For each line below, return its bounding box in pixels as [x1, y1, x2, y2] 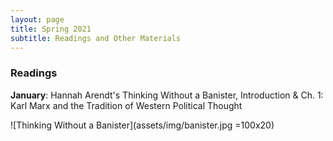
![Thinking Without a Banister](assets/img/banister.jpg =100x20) [10, 119, 275, 131]
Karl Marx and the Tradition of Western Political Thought [10, 99, 243, 111]
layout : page [10, 14, 65, 25]
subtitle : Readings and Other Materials [10, 33, 182, 43]
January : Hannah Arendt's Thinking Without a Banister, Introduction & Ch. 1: [10, 89, 324, 101]
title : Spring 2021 [10, 24, 92, 34]
